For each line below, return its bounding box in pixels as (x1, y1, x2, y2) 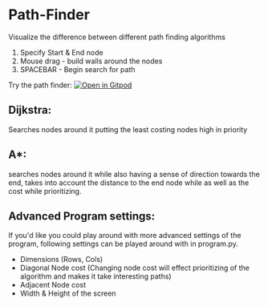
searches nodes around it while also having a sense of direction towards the (8, 169, 261, 179)
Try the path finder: (8, 80, 72, 90)
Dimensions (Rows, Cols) (19, 255, 104, 264)
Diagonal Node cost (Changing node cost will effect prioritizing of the (19, 263, 250, 273)
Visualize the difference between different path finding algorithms (8, 32, 226, 42)
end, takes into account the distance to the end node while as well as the (8, 178, 250, 187)
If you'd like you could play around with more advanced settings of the (8, 231, 242, 240)
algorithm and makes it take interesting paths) (19, 272, 172, 281)
